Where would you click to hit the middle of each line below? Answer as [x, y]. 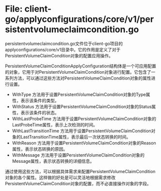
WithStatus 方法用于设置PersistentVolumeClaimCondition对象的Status [82, 106]
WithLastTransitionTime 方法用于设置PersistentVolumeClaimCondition [81, 131]
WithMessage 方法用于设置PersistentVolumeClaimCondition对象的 [78, 155]
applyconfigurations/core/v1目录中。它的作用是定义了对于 [63, 49]
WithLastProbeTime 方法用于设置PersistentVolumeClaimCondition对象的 [84, 119]
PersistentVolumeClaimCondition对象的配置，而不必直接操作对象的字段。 [78, 183]
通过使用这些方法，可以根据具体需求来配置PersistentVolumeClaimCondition [80, 171]
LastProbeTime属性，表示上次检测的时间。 [55, 125]
